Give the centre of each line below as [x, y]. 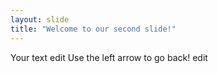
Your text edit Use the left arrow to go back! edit [109, 57]
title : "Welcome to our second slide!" [93, 29]
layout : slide [40, 19]
